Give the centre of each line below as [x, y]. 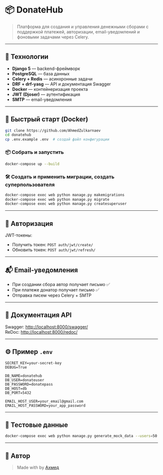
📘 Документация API [38, 315]
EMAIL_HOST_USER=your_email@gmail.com [44, 401]
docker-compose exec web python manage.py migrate [57, 199]
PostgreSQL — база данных [41, 73]
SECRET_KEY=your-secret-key [33, 363]
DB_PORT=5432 [18, 393]
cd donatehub [18, 135]
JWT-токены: [19, 235]
